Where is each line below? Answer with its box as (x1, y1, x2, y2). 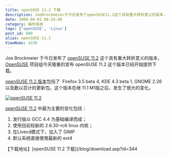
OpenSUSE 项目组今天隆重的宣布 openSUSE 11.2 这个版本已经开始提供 (5, 61, 152, 67)
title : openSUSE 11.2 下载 (5, 7, 61, 13)
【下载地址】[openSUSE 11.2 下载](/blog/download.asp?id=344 (5, 145, 138, 152)
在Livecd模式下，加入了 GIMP (12, 129, 75, 135)
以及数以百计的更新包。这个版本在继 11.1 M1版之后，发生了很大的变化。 (5, 85, 154, 91)
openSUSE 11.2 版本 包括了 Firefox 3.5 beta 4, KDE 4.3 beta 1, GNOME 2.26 (5, 78, 162, 84)
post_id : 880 (5, 31, 33, 36)
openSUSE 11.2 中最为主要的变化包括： (5, 105, 87, 111)
